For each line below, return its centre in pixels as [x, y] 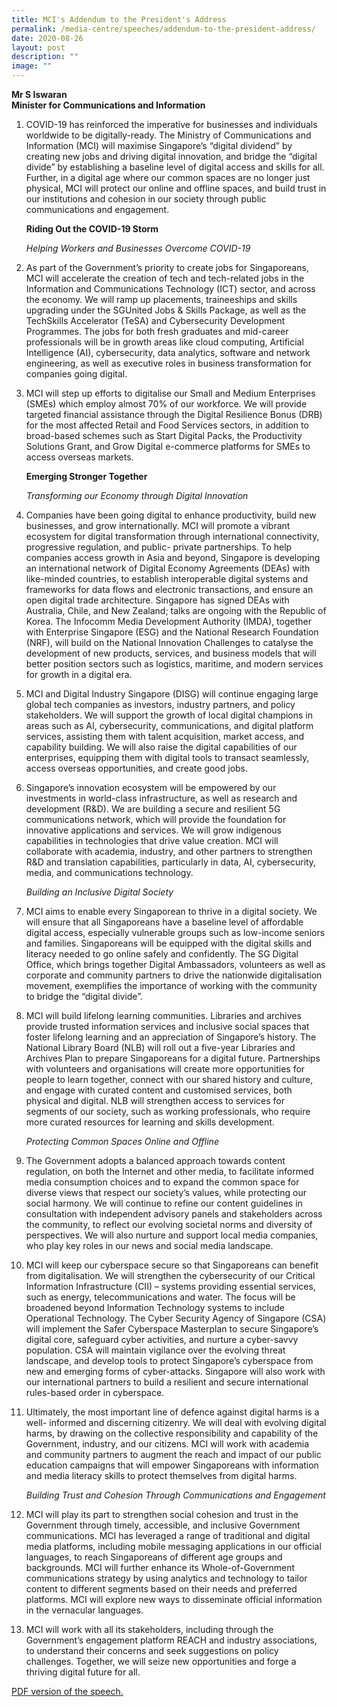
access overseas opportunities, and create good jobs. [137, 768]
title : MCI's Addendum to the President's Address [119, 19]
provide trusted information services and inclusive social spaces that [167, 1026]
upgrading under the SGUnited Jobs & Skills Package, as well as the [166, 310]
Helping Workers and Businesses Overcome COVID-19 [138, 248]
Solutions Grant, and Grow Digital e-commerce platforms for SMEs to [168, 446]
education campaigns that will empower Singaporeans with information [172, 1465]
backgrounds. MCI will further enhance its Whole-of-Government [160, 1567]
